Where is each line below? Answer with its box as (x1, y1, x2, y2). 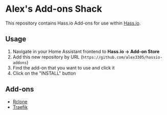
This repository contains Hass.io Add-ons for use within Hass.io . (5, 20, 141, 26)
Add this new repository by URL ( (12, 54, 83, 60)
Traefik (12, 104, 28, 110)
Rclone (12, 98, 28, 105)
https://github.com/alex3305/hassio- (82, 55, 162, 60)
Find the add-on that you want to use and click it (12, 64, 115, 71)
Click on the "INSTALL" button (12, 70, 76, 76)
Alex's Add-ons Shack (5, 3, 102, 15)
